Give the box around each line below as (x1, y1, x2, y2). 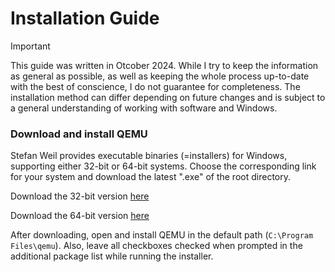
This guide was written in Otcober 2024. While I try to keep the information (10, 59, 319, 71)
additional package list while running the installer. (10, 250, 214, 262)
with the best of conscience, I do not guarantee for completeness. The (10, 80, 301, 92)
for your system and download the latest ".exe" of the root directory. (10, 171, 291, 183)
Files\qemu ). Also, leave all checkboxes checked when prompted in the (10, 240, 303, 252)
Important (10, 40, 51, 52)
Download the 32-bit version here (10, 190, 150, 202)
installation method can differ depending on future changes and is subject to (10, 91, 326, 103)
